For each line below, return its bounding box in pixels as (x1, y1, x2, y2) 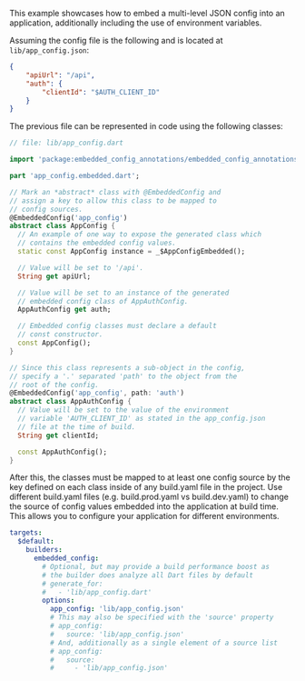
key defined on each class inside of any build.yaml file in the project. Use (9, 482, 283, 493)
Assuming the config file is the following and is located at (9, 35, 224, 45)
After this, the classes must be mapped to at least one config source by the (9, 472, 290, 483)
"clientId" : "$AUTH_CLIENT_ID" (42, 87, 161, 96)
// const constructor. (17, 330, 103, 339)
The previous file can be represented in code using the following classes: (9, 121, 283, 132)
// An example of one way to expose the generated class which (17, 230, 261, 239)
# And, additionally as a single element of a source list (49, 638, 279, 647)
